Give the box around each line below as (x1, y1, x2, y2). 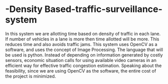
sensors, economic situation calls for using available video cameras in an (5, 57, 157, 63)
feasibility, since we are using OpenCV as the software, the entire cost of (5, 67, 156, 73)
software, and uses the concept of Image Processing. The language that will (5, 46, 163, 52)
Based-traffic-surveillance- (44, 3, 162, 15)
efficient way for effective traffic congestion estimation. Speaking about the (5, 62, 162, 68)
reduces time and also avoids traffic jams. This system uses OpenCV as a (5, 41, 157, 47)
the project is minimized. (5, 73, 56, 79)
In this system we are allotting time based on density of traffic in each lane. (5, 30, 161, 36)
